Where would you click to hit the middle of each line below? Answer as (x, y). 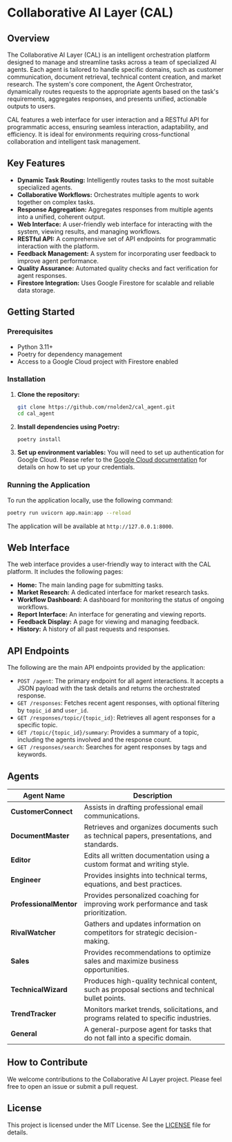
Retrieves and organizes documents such (151, 827)
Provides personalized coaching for (142, 895)
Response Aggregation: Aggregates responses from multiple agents (115, 209)
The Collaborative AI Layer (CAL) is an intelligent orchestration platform (109, 55)
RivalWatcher (33, 933)
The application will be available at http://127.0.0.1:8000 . (90, 526)
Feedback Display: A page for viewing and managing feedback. (108, 622)
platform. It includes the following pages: (65, 572)
